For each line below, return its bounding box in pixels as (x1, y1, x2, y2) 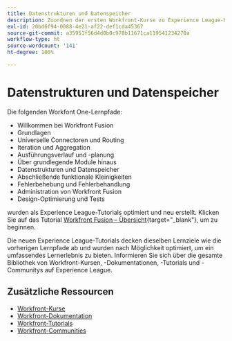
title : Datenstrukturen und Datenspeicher (7, 10, 131, 17)
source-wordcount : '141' (7, 42, 79, 49)
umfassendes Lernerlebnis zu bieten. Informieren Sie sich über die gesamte (7, 251, 223, 259)
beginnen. (7, 222, 36, 231)
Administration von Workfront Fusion (17, 187, 122, 195)
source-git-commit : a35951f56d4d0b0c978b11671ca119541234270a (7, 29, 190, 37)
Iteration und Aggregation (17, 143, 91, 151)
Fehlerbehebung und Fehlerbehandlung (17, 180, 130, 188)
